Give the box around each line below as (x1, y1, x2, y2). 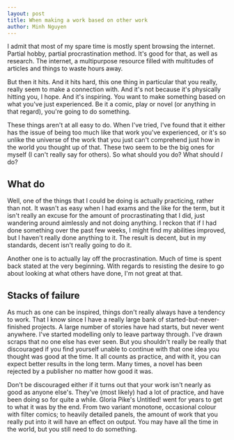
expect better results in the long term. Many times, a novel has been (7, 360, 203, 368)
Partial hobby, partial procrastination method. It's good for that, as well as (7, 49, 218, 58)
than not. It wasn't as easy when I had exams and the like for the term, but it (7, 204, 225, 212)
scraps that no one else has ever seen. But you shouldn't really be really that (7, 338, 227, 345)
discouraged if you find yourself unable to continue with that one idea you (7, 345, 219, 353)
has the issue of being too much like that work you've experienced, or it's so (7, 128, 226, 136)
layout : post (7, 10, 45, 17)
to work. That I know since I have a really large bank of (7, 315, 164, 324)
